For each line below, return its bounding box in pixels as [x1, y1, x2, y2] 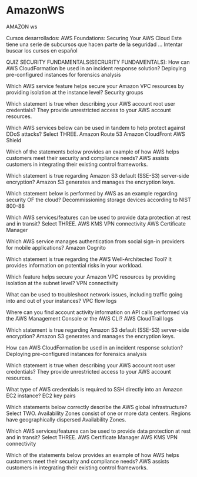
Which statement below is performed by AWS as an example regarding [6, 190, 178, 197]
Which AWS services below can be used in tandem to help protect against [6, 124, 186, 131]
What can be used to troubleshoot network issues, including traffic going [6, 290, 183, 298]
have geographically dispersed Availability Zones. [6, 416, 126, 423]
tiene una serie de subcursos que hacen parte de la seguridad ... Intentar [6, 41, 183, 48]
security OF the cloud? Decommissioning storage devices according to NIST [6, 196, 191, 203]
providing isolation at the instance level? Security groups [6, 89, 143, 96]
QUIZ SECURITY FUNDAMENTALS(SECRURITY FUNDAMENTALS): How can [6, 58, 190, 66]
